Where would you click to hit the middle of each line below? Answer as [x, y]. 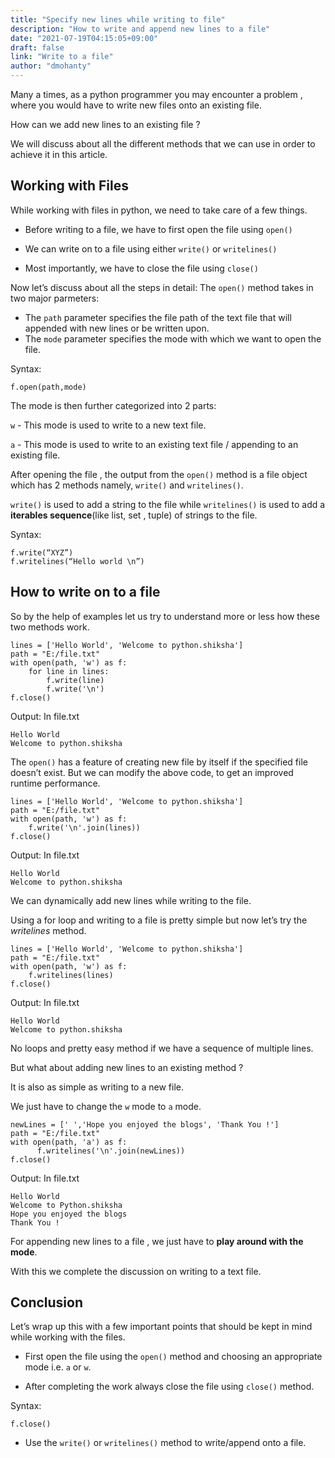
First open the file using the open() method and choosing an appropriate [173, 1357]
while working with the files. [68, 1337]
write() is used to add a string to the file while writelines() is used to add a [168, 504]
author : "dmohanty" [51, 66]
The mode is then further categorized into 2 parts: [113, 405]
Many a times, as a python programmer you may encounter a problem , [156, 94]
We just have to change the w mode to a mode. [106, 1106]
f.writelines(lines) [71, 975]
